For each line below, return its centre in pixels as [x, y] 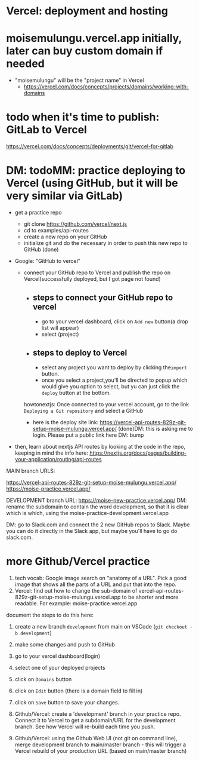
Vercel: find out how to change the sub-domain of [76, 590]
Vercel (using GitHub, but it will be [92, 183]
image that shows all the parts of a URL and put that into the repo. [96, 584]
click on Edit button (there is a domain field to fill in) [79, 691]
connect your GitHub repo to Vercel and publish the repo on [97, 272]
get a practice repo [38, 212]
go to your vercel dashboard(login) [57, 656]
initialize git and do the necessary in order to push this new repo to [105, 243]
